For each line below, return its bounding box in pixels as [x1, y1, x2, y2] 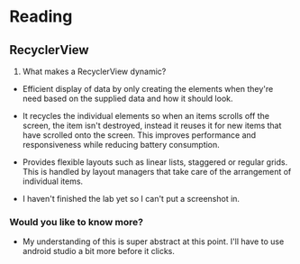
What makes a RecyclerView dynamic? [22, 66, 167, 77]
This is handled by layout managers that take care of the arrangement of [22, 167, 292, 177]
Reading [9, 6, 73, 27]
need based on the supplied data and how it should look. [22, 93, 233, 104]
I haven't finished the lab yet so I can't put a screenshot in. [22, 194, 241, 204]
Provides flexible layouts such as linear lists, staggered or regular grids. [22, 157, 288, 168]
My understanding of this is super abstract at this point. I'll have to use [22, 236, 285, 247]
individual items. [22, 176, 84, 187]
